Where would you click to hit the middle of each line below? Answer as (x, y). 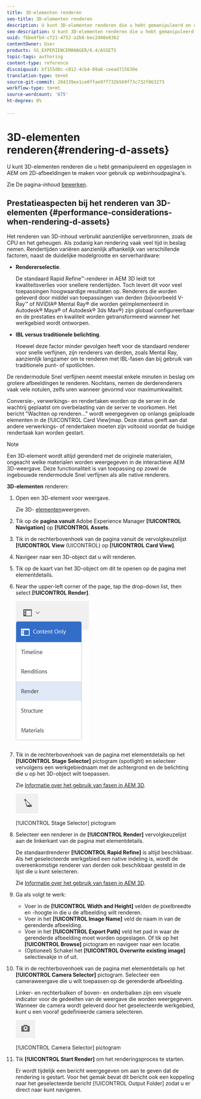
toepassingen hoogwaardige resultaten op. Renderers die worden (96, 291)
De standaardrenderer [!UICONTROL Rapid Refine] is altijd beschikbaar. (104, 852)
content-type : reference (38, 63)
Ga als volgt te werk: (41, 894)
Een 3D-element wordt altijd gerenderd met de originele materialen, (90, 455)
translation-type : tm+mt (38, 76)
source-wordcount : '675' (38, 95)
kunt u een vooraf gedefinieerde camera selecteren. (79, 1011)
